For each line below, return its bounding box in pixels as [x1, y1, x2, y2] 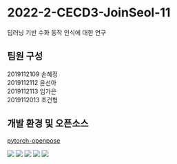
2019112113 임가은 [7, 87, 57, 95]
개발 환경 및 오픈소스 [7, 118, 89, 130]
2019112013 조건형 [7, 95, 59, 104]
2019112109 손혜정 [7, 70, 59, 78]
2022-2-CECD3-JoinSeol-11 [7, 5, 171, 21]
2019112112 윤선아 [7, 78, 57, 86]
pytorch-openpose [7, 136, 61, 145]
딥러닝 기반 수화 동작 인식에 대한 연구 [7, 28, 107, 36]
